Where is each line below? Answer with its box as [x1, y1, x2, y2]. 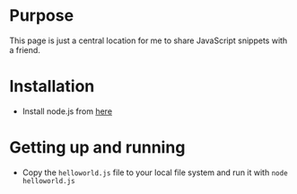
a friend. [9, 44, 40, 55]
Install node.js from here [22, 105, 113, 117]
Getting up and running [9, 137, 186, 158]
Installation [9, 76, 95, 97]
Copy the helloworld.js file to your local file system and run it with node [22, 167, 289, 178]
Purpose [9, 5, 74, 26]
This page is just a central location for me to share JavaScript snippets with [9, 35, 288, 46]
